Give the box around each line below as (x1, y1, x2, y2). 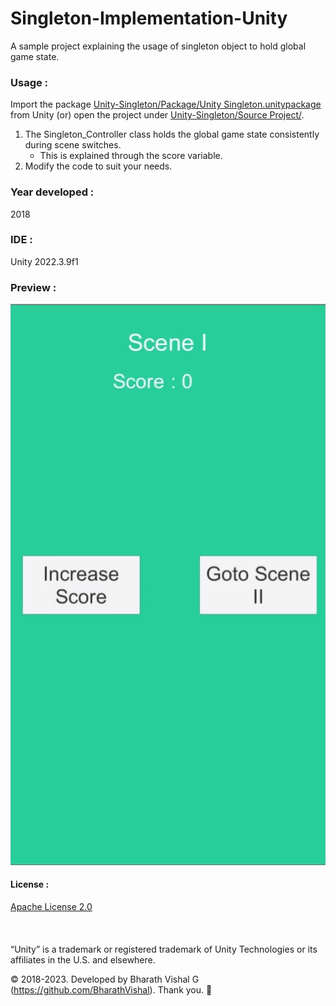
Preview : (10, 280, 57, 294)
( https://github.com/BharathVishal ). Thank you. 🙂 (10, 983, 213, 996)
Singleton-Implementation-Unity (10, 7, 288, 30)
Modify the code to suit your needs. (24, 160, 173, 172)
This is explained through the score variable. (39, 150, 223, 162)
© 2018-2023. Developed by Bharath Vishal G (10, 973, 200, 985)
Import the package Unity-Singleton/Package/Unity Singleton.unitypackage (10, 98, 322, 111)
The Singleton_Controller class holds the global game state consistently (24, 128, 320, 141)
